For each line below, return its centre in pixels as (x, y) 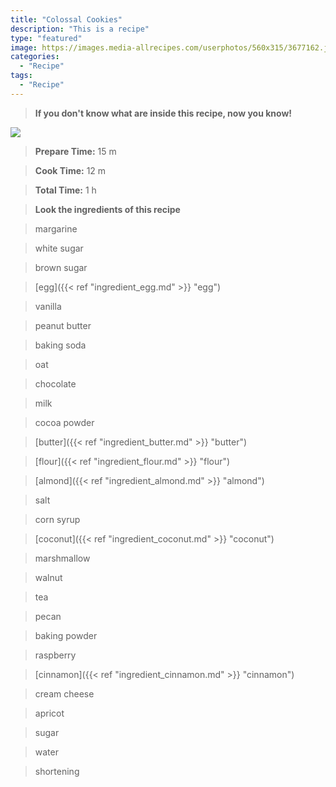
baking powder (66, 635)
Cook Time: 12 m (70, 170)
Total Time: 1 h (65, 190)
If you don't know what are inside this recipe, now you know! (163, 113)
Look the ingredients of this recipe (107, 209)
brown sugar (61, 267)
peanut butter (63, 325)
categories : (35, 57)
